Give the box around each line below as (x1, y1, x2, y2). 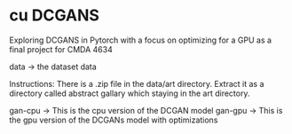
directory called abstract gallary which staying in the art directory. (9, 88, 250, 99)
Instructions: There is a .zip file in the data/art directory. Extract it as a (9, 78, 264, 89)
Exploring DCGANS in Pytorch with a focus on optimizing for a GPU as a (9, 35, 272, 45)
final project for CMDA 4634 (9, 43, 113, 54)
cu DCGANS (9, 5, 100, 26)
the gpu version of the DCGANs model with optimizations (9, 114, 218, 125)
